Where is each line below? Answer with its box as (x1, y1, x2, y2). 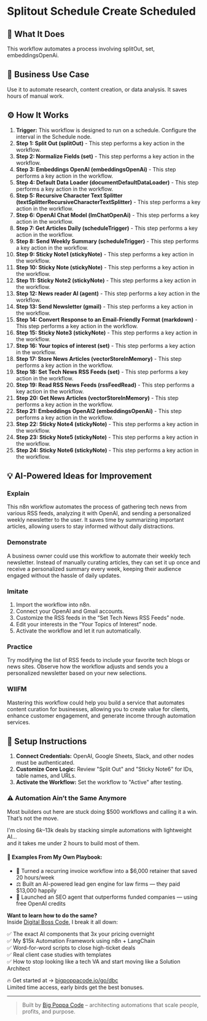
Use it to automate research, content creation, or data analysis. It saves (7, 85, 187, 93)
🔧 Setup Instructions (7, 736, 87, 746)
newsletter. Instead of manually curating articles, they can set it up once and (7, 558, 200, 566)
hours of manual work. (7, 92, 64, 100)
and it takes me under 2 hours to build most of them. (7, 839, 140, 846)
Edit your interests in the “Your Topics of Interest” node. (15, 620, 157, 628)
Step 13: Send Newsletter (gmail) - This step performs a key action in (15, 302, 193, 310)
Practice (7, 642, 33, 651)
